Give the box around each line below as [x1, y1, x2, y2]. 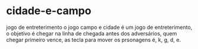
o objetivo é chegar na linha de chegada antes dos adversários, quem [6, 30, 177, 37]
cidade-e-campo [6, 4, 92, 18]
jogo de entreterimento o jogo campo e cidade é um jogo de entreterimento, [6, 24, 193, 31]
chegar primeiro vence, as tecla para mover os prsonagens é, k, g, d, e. [6, 36, 181, 43]
